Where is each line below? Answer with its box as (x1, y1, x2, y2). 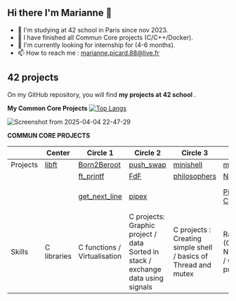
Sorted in (129, 247, 159, 257)
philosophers (173, 171, 216, 181)
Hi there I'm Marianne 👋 (7, 7, 112, 19)
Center (46, 148, 70, 158)
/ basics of (173, 251, 209, 261)
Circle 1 (86, 148, 114, 158)
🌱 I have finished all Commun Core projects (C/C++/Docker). (17, 33, 193, 41)
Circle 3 (181, 148, 209, 158)
